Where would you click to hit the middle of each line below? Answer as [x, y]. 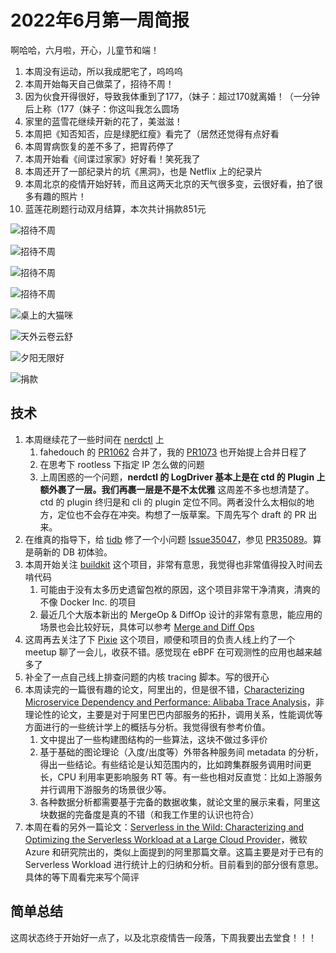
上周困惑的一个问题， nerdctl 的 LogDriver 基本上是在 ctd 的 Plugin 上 [182, 477]
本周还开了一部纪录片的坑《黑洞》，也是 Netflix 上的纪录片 [143, 171]
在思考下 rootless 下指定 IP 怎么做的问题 [122, 464]
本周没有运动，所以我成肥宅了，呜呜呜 [103, 71]
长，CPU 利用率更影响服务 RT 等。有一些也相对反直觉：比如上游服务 [181, 777]
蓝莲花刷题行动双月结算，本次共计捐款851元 [115, 208]
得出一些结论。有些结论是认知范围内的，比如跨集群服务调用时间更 [175, 764]
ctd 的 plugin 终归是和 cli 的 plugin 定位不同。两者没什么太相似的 [172, 502]
